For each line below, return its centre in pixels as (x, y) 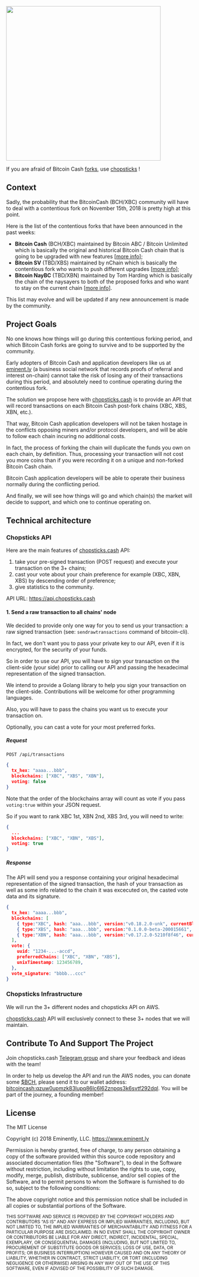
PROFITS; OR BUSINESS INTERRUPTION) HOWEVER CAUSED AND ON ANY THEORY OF (96, 1253)
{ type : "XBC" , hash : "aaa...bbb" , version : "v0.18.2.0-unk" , (92, 924)
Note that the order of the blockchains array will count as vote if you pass (96, 798)
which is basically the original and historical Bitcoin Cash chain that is (99, 250)
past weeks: (21, 232)
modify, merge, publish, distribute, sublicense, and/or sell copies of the (93, 1176)
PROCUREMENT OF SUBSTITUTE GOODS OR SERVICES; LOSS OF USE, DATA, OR (90, 1248)
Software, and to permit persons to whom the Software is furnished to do (95, 1182)
